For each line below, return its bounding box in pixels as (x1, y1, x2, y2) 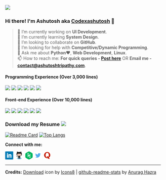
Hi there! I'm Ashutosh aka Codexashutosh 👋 (5, 17, 115, 24)
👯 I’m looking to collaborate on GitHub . (17, 40, 96, 45)
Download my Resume (5, 121, 60, 128)
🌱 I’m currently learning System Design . (17, 34, 99, 40)
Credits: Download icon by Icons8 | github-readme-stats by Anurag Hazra (5, 169, 157, 175)
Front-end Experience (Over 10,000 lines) (5, 97, 92, 103)
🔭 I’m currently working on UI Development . (17, 29, 107, 35)
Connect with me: (5, 141, 43, 147)
